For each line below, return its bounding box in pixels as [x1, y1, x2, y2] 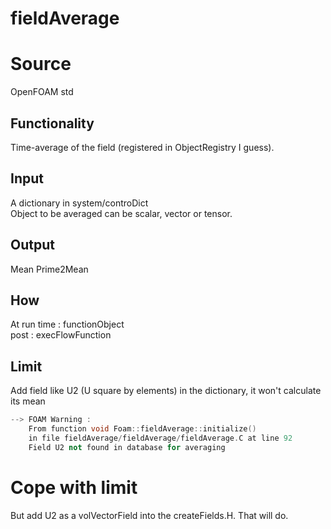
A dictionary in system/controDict [10, 197, 149, 209]
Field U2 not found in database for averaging [28, 442, 226, 452]
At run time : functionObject [10, 318, 125, 331]
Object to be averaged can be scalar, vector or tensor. [10, 207, 233, 219]
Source [10, 53, 72, 76]
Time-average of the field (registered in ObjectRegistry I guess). [10, 141, 275, 153]
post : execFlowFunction [10, 329, 112, 341]
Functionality [10, 115, 95, 132]
